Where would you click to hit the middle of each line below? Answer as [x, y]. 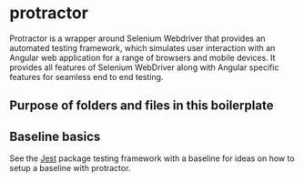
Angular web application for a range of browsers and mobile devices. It [142, 57]
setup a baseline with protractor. [70, 168]
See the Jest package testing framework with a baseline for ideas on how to [152, 158]
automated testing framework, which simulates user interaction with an [142, 47]
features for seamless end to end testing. [86, 76]
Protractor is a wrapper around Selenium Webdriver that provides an [137, 38]
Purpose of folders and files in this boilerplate [142, 106]
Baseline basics [55, 136]
